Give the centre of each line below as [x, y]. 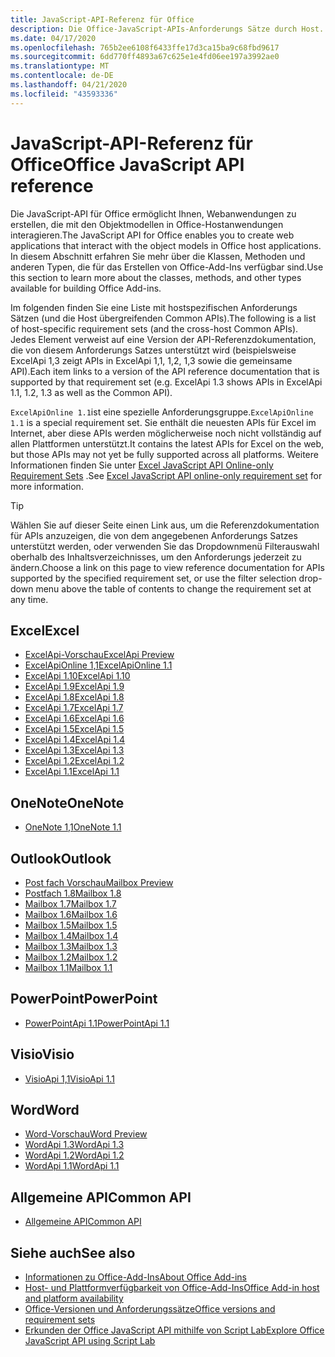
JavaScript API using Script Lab [90, 1341]
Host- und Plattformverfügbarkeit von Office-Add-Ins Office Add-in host [172, 1288]
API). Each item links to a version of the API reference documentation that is [165, 371]
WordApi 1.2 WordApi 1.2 [74, 1155]
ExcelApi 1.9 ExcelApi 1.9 [74, 687]
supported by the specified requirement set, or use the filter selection [153, 578]
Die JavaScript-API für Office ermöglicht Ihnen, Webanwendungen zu [153, 213]
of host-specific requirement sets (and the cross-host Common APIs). [154, 328]
